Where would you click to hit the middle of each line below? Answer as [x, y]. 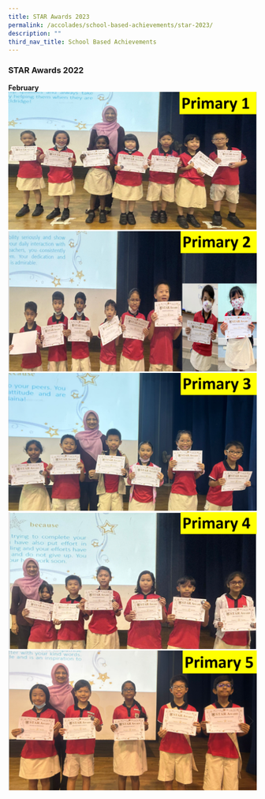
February [24, 88]
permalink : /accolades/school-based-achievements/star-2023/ [111, 25]
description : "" [35, 33]
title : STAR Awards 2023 [49, 17]
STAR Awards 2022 [46, 70]
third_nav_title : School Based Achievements [82, 42]
